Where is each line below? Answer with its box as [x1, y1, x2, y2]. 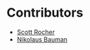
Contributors [6, 5, 84, 21]
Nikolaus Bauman [16, 35, 68, 43]
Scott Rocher [16, 28, 56, 36]
